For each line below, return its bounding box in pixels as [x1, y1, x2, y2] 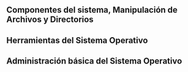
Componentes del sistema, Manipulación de [6, 5, 178, 15]
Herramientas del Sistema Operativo [6, 35, 148, 45]
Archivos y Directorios [6, 15, 94, 25]
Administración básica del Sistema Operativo [6, 56, 182, 67]
